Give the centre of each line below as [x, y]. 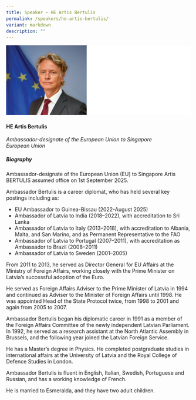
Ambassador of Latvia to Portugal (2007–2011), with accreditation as [97, 241]
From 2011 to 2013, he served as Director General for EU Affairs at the [90, 265]
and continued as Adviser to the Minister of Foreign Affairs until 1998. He [94, 295]
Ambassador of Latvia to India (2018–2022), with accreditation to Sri [97, 216]
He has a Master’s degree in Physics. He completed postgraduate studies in [98, 349]
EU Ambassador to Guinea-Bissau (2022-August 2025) [81, 210]
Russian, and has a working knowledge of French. [66, 379]
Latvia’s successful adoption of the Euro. [55, 277]
